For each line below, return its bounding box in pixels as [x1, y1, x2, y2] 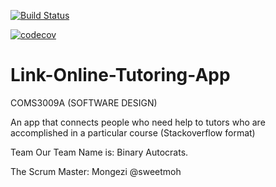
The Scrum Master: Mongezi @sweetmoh [10, 165, 182, 177]
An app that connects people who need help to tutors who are [10, 116, 266, 128]
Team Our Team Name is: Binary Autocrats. [10, 146, 189, 158]
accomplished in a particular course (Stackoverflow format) [10, 126, 256, 139]
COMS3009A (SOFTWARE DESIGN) [10, 96, 158, 109]
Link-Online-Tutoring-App [10, 64, 231, 87]
